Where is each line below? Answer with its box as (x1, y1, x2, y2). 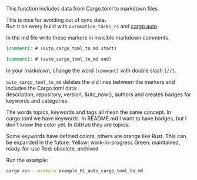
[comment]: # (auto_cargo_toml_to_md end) (6, 56, 112, 62)
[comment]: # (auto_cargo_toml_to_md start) (6, 45, 117, 51)
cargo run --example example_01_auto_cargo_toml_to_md (6, 168, 143, 174)
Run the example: (6, 156, 49, 163)
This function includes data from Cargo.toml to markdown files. (6, 5, 159, 12)
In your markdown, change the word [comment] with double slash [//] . (6, 67, 176, 74)
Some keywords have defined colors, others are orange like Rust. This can (6, 132, 186, 139)
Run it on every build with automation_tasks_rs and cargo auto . (6, 23, 159, 30)
